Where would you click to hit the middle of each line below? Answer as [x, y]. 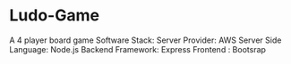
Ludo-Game [55, 16]
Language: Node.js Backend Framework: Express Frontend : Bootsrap [138, 49]
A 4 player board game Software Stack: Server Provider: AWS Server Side [145, 40]
